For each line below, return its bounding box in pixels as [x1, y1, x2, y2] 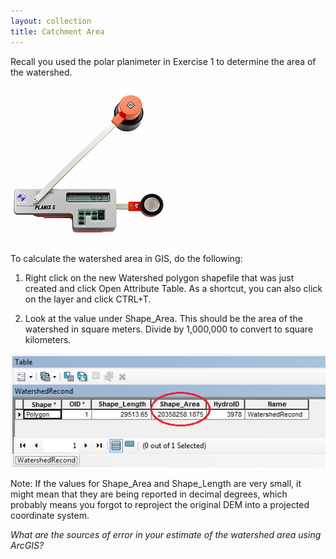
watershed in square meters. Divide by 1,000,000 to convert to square [24, 323, 314, 335]
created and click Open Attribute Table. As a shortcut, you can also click [24, 282, 323, 294]
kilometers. [24, 333, 72, 345]
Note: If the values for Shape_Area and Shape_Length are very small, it [10, 478, 302, 490]
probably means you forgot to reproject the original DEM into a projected [10, 499, 310, 511]
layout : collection [10, 16, 92, 26]
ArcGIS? [10, 540, 45, 552]
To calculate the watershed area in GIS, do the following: [10, 252, 243, 264]
